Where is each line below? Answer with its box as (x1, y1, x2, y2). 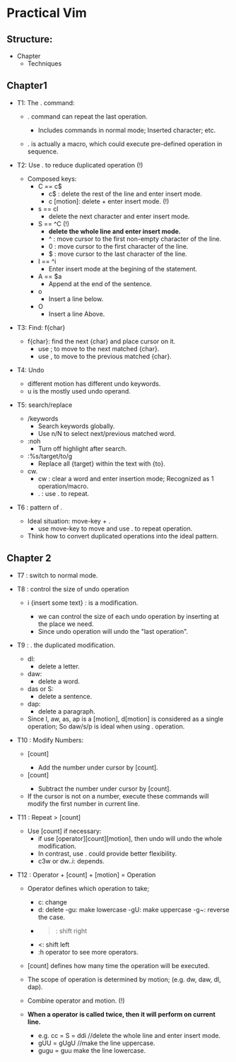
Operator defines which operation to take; (27, 884, 150, 892)
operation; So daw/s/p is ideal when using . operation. (27, 722, 185, 731)
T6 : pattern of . (16, 503, 63, 512)
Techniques (27, 59, 62, 68)
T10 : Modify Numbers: (16, 736, 84, 744)
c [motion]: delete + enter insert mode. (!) (48, 196, 170, 206)
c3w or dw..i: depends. (37, 856, 105, 865)
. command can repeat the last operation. (27, 112, 148, 121)
